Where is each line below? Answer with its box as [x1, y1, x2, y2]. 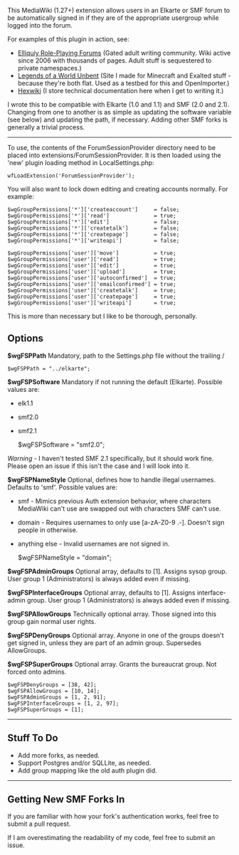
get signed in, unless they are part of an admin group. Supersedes [7, 638, 201, 647]
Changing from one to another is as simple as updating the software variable [7, 108, 232, 116]
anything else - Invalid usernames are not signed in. [17, 539, 170, 548]
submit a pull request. [7, 819, 71, 828]
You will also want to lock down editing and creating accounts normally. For [7, 185, 229, 193]
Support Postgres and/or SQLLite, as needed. [17, 758, 152, 767]
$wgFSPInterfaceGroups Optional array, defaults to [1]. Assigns [7, 588, 196, 597]
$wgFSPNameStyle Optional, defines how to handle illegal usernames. [7, 475, 216, 484]
